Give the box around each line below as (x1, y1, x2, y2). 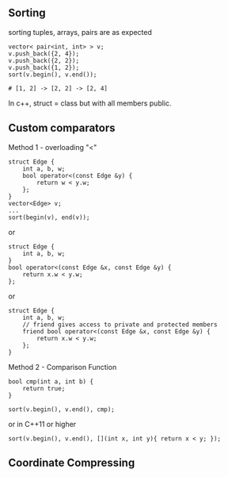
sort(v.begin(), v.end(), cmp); (8, 405, 115, 414)
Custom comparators (8, 121, 116, 135)
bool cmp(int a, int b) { (8, 377, 93, 386)
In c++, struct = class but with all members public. (8, 98, 172, 108)
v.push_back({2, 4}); (8, 49, 80, 58)
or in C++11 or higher (8, 419, 77, 429)
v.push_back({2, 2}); (8, 56, 80, 64)
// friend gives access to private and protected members (22, 321, 218, 329)
